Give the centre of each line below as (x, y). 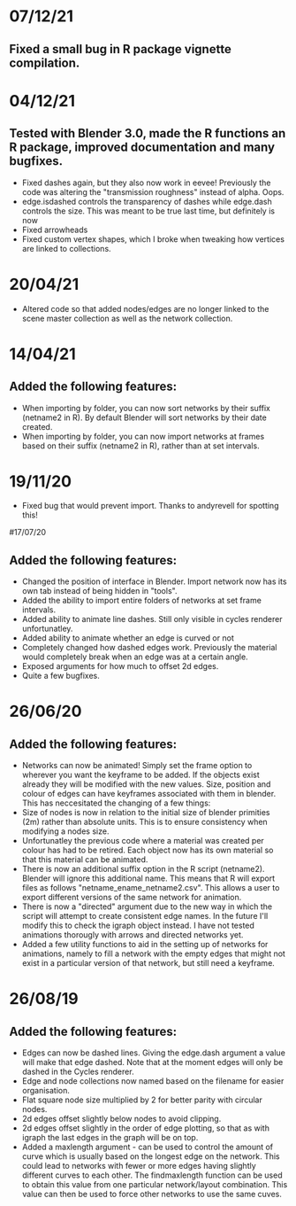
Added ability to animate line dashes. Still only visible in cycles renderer (152, 619)
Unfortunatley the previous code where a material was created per (143, 841)
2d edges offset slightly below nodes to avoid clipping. (121, 1119)
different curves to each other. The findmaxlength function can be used (152, 1175)
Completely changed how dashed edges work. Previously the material (149, 648)
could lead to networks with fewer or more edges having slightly (139, 1166)
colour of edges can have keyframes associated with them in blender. (149, 794)
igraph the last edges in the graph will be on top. (110, 1138)
